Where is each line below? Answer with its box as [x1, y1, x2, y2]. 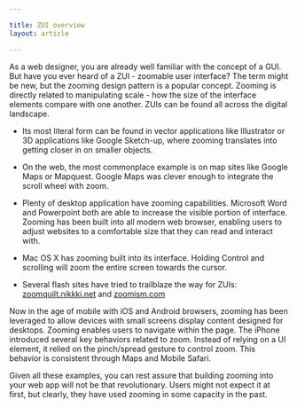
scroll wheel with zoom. [21, 180, 109, 191]
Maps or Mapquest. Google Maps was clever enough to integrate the [21, 170, 274, 182]
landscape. [9, 108, 51, 119]
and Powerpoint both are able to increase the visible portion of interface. [21, 207, 288, 217]
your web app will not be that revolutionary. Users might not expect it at [9, 379, 270, 390]
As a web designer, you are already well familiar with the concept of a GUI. [9, 61, 282, 72]
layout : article [9, 28, 69, 38]
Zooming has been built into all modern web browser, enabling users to [21, 216, 282, 227]
